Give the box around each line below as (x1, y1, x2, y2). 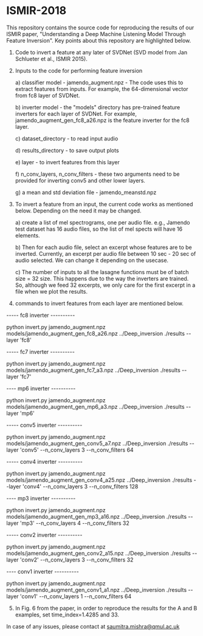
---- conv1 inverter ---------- (6, 568, 79, 575)
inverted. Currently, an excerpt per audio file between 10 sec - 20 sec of (15, 250, 196, 257)
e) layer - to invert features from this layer (15, 158, 120, 165)
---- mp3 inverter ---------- (6, 494, 76, 502)
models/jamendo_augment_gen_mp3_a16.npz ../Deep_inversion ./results (6, 513, 187, 520)
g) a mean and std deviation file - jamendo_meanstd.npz (15, 189, 157, 196)
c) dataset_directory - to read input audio (15, 135, 119, 142)
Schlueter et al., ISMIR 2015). (15, 55, 88, 62)
